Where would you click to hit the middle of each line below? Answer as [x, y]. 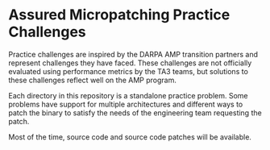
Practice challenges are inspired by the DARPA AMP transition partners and [133, 54]
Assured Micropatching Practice [119, 15]
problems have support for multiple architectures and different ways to [126, 104]
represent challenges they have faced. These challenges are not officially [130, 63]
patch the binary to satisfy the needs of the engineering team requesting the [135, 112]
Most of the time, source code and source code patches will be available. [130, 137]
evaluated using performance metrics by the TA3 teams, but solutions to [128, 71]
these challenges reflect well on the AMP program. [93, 80]
